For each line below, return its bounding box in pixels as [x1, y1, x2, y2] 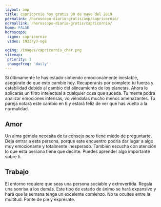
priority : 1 [7, 57, 32, 62]
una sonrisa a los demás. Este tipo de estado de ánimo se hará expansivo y [5, 186, 156, 192]
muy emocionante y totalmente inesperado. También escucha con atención [5, 144, 157, 149]
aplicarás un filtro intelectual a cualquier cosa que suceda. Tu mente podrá [5, 90, 155, 96]
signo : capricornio [7, 35, 47, 40]
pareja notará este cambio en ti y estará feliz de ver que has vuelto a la [5, 101, 148, 106]
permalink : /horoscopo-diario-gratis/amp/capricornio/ [5, 16, 119, 21]
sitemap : [5, 52, 23, 57]
